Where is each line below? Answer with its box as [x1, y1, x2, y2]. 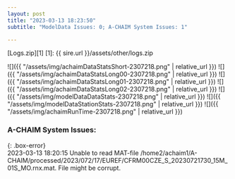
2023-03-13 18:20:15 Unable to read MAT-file [7, 149, 139, 157]
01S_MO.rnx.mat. [7, 163, 57, 172]
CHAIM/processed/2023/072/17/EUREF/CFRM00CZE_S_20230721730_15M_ [7, 156, 228, 164]
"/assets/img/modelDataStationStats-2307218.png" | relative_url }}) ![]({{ [7, 100, 219, 109]
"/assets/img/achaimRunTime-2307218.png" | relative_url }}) [7, 107, 183, 116]
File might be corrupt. [58, 163, 121, 172]
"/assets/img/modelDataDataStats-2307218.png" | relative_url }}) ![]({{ [16, 92, 221, 101]
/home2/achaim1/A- [140, 149, 198, 157]
